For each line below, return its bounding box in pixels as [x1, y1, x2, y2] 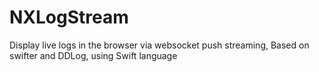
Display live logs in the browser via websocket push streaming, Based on [9, 39, 310, 51]
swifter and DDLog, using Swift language [9, 49, 178, 61]
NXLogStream [9, 6, 129, 29]
